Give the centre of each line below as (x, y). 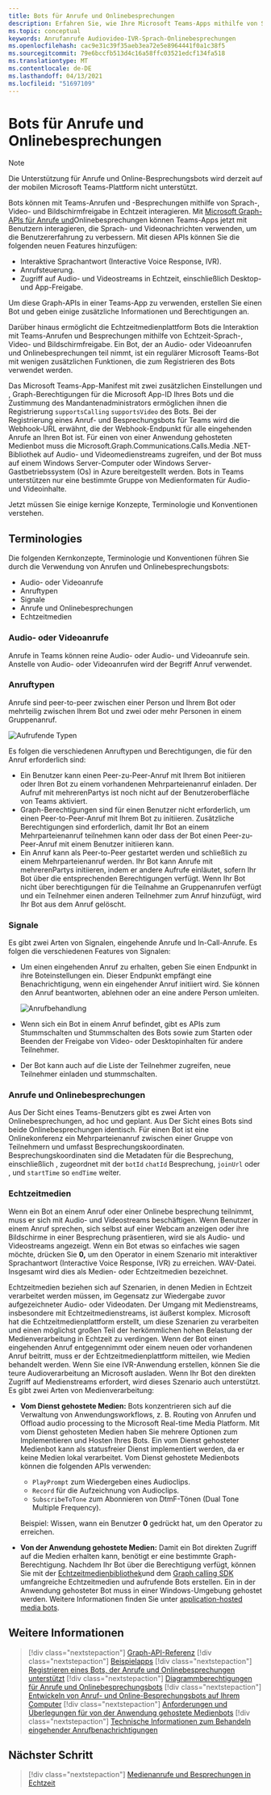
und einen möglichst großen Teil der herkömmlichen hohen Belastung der (130, 1330)
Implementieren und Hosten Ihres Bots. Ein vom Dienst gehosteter (129, 1440)
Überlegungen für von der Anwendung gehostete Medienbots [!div (139, 1713)
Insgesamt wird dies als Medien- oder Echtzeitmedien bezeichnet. (118, 1271)
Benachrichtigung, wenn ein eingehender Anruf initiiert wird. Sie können (140, 984)
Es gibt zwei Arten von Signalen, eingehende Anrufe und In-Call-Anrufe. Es (133, 943)
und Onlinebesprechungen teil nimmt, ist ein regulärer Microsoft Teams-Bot (134, 353)
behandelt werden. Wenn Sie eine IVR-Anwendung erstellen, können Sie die (134, 1364)
